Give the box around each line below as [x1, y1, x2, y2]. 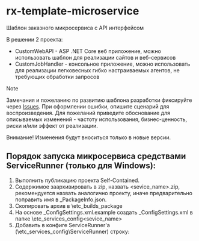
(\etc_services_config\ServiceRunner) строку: [14, 228, 130, 235]
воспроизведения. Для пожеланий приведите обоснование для [6, 109, 170, 116]
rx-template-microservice [6, 4, 139, 18]
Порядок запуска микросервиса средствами [6, 151, 186, 161]
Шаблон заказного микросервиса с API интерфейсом [6, 24, 144, 31]
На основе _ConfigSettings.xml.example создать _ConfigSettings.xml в [14, 208, 194, 216]
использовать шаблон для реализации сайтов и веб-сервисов [14, 54, 176, 61]
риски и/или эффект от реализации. [6, 122, 98, 129]
